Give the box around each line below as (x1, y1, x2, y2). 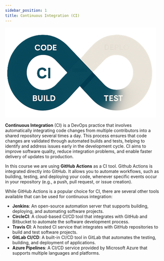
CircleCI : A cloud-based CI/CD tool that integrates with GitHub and (12, 213, 148, 219)
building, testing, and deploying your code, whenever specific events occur (5, 174, 157, 179)
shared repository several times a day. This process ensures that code (5, 133, 147, 139)
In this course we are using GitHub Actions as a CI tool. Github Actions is (5, 163, 153, 169)
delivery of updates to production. (5, 153, 74, 159)
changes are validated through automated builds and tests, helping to (5, 138, 145, 144)
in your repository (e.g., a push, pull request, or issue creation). (5, 178, 133, 184)
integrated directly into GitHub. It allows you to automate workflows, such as (5, 168, 159, 174)
